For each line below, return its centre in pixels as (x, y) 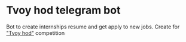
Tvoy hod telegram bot (63, 10)
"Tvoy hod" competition (35, 33)
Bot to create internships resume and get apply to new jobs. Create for (93, 27)
